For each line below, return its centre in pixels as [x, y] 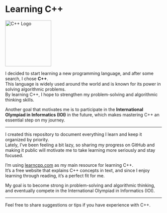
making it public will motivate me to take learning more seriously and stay [80, 150]
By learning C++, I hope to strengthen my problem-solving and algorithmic [82, 94]
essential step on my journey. [35, 120]
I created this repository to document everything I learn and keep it [74, 134]
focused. [14, 155]
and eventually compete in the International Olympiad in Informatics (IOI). [80, 191]
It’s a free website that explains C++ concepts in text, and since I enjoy [78, 170]
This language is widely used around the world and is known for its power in [83, 84]
